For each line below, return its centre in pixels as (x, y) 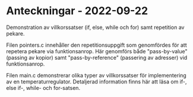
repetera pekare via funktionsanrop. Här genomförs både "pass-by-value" (97, 51)
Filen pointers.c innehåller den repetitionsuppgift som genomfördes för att (96, 45)
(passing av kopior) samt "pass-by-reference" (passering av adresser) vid (97, 57)
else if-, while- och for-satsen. (43, 88)
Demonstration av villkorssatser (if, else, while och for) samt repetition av (95, 27)
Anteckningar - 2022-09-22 (77, 11)
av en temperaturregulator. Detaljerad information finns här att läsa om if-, (96, 82)
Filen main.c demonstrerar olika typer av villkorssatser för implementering (96, 75)
